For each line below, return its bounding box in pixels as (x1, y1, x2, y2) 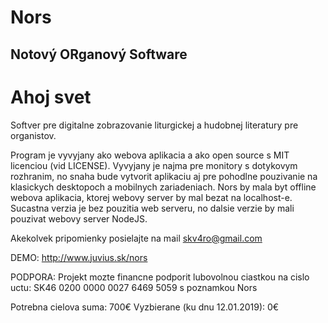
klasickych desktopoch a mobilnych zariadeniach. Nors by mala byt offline (10, 181, 317, 193)
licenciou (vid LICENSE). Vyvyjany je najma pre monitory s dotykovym (10, 159, 298, 171)
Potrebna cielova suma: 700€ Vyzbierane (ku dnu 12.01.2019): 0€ (10, 301, 280, 313)
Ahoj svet (10, 86, 92, 108)
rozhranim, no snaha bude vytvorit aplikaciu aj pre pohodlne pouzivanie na (10, 170, 318, 182)
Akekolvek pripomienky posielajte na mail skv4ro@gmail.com (10, 232, 263, 244)
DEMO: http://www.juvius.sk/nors (10, 251, 148, 263)
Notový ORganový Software (10, 46, 188, 63)
